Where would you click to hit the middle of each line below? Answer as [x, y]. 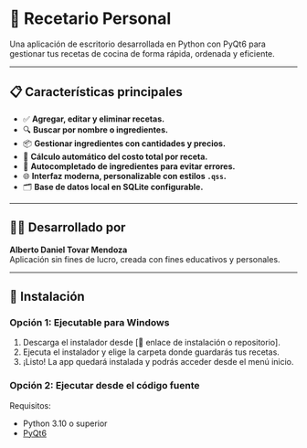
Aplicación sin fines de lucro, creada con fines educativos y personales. [145, 259]
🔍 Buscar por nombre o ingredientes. [95, 129]
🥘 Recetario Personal [90, 19]
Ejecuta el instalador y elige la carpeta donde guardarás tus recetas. [151, 352]
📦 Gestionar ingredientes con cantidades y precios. [124, 143]
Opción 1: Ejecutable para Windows [90, 322]
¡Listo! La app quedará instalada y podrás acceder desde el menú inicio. [158, 362]
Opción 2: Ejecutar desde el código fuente [105, 386]
